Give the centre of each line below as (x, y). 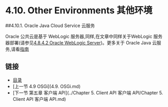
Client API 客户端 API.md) (39, 99)
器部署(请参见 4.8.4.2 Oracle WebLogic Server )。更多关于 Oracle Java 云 (81, 43)
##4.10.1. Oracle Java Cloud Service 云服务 (50, 25)
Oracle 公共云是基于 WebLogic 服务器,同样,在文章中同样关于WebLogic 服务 (84, 36)
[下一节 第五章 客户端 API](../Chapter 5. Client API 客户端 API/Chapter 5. (88, 93)
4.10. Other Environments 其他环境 (79, 10)
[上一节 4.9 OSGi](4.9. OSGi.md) (47, 86)
